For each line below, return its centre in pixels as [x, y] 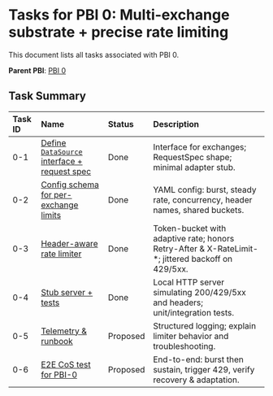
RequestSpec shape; [193, 157]
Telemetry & [63, 331]
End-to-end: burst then [198, 359]
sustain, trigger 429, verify [204, 369]
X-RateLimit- [232, 248]
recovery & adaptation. [196, 380]
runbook [56, 341]
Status [121, 124]
